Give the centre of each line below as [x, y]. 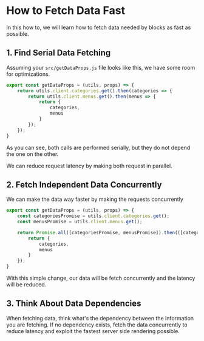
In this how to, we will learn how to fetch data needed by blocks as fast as [99, 27]
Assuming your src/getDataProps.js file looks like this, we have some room [101, 67]
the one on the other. [32, 154]
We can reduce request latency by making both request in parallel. [89, 166]
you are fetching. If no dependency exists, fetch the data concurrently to [97, 325]
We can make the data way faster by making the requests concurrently [95, 199]
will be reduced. [26, 285]
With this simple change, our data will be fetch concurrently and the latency [101, 278]
